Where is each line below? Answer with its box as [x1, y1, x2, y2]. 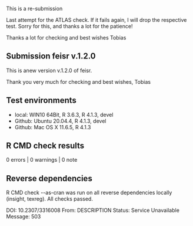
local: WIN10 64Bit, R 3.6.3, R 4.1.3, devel [14, 111, 114, 118]
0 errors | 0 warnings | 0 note [6, 156, 78, 163]
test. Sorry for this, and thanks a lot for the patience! [6, 23, 133, 30]
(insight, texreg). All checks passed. [6, 195, 93, 202]
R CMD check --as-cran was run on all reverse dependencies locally [6, 189, 172, 196]
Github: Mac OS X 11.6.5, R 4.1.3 [14, 123, 91, 130]
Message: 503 [6, 213, 41, 220]
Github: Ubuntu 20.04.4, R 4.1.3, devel [14, 117, 107, 125]
